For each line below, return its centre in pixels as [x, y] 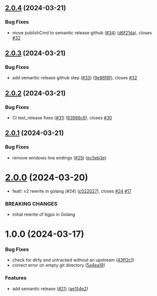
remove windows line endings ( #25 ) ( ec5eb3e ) [59, 158]
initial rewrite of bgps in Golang [44, 214]
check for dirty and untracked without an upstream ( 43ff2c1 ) [73, 260]
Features [16, 278]
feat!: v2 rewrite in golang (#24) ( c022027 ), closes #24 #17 [72, 191]
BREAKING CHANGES [31, 204]
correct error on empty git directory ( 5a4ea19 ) [59, 265]
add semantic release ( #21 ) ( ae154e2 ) [50, 289]
